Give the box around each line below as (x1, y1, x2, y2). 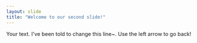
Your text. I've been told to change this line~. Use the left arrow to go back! (6, 30, 192, 37)
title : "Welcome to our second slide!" (6, 14, 106, 20)
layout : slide (6, 8, 42, 15)
